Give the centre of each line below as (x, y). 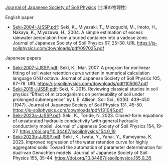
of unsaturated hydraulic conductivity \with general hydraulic (75, 121)
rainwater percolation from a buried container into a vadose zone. (80, 37)
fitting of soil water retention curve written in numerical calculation (81, 73)
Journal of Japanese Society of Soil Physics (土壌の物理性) (66, 7)
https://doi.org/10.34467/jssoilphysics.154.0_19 (68, 131)
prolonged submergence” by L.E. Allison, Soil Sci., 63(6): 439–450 (81, 99)
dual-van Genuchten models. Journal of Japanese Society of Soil (80, 152)
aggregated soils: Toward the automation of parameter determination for (87, 147)
